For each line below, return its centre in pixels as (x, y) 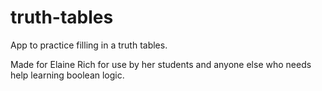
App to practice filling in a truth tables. (89, 45)
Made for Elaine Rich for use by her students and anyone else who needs (161, 64)
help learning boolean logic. (67, 75)
